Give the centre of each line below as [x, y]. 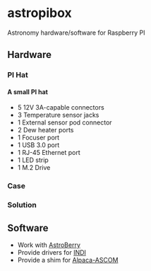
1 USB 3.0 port [38, 145]
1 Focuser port [38, 138]
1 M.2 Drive [34, 168]
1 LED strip [33, 160]
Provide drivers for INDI [52, 253]
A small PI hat [28, 92]
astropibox [40, 13]
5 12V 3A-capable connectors [61, 108]
